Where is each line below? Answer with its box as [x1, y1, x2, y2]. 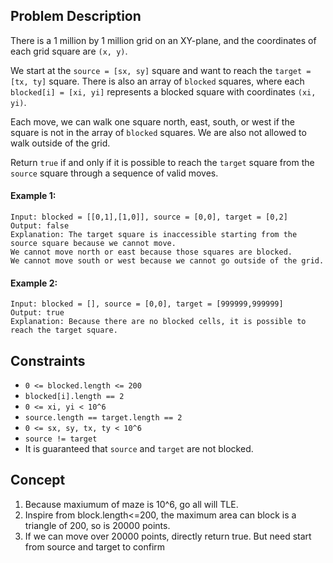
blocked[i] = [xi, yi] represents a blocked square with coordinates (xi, [10, 85, 317, 98]
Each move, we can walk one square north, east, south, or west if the [10, 115, 295, 128]
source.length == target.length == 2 [24, 413, 183, 423]
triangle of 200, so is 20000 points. [24, 519, 171, 531]
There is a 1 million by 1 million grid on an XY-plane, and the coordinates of [10, 34, 317, 46]
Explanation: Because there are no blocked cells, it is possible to [10, 317, 307, 327]
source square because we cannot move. [10, 239, 177, 249]
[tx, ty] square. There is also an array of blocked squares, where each [10, 75, 305, 87]
